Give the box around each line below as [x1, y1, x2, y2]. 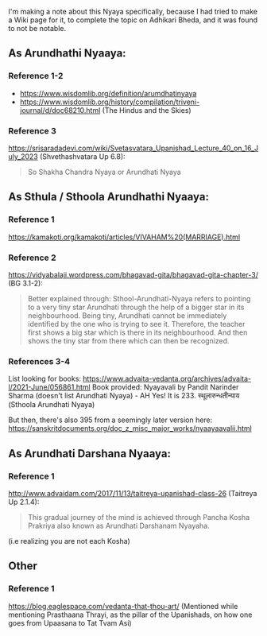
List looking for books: [8, 374, 82, 384]
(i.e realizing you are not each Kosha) [8, 536, 131, 545]
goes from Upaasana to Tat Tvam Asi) [8, 618, 133, 627]
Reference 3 [8, 125, 57, 136]
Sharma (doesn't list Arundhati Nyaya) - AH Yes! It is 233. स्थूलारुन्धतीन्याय [8, 391, 240, 401]
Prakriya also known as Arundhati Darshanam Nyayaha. [27, 521, 210, 530]
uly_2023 [8, 151, 38, 161]
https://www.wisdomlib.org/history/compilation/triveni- [19, 97, 200, 107]
